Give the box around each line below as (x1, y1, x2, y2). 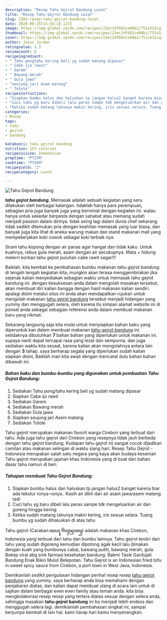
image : (5, 26, 19, 31)
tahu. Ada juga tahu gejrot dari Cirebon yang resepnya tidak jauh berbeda (5, 435, 156, 441)
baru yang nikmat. (5, 312, 42, 318)
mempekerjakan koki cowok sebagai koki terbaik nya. (5, 234, 115, 240)
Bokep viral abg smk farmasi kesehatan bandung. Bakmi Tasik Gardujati (5, 552, 152, 558)
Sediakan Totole (12, 420, 46, 426)
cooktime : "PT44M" (5, 160, 43, 165)
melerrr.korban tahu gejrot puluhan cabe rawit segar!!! (5, 255, 116, 261)
